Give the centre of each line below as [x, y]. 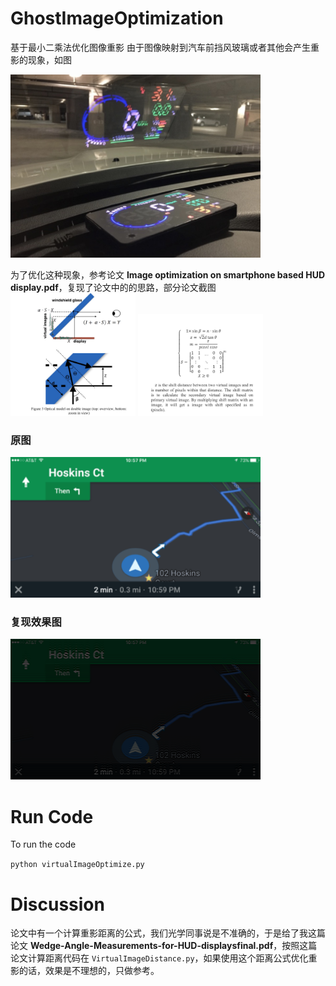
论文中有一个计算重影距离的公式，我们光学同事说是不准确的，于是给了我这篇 [168, 933]
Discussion [57, 904]
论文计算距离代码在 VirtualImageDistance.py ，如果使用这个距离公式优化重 [164, 958]
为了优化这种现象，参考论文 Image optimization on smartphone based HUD [168, 275]
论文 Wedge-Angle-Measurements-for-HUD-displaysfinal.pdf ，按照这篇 [164, 946]
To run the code [43, 844]
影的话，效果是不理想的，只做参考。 [85, 971]
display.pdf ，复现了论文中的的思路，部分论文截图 [113, 288]
